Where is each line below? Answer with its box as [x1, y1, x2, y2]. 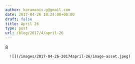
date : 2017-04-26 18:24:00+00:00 [5, 12, 75, 17]
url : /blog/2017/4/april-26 [5, 30, 64, 35]
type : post [5, 26, 28, 31]
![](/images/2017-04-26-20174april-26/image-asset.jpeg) [9, 54, 131, 59]
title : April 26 [5, 21, 39, 26]
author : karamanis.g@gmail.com [5, 7, 70, 12]
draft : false [5, 16, 32, 21]
